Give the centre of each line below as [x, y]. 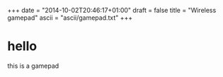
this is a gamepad [33, 66]
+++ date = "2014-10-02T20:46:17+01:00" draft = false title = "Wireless [112, 10]
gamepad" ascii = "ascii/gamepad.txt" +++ [70, 18]
